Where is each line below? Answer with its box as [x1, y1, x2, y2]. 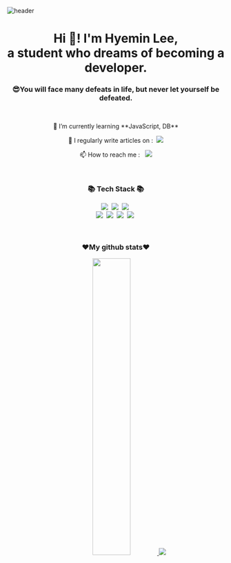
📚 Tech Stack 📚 [87, 184, 145, 194]
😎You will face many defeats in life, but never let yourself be [12, 85, 220, 95]
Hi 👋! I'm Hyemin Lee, [53, 31, 179, 46]
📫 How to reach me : [79, 150, 140, 159]
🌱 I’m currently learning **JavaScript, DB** [52, 122, 179, 130]
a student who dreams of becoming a [7, 46, 225, 61]
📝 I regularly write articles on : [68, 137, 154, 145]
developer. [84, 60, 148, 76]
